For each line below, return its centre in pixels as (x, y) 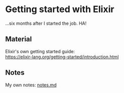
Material (18, 39)
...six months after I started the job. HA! (46, 23)
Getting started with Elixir (60, 9)
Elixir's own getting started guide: (40, 51)
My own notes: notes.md (31, 85)
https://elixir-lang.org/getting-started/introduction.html (62, 57)
